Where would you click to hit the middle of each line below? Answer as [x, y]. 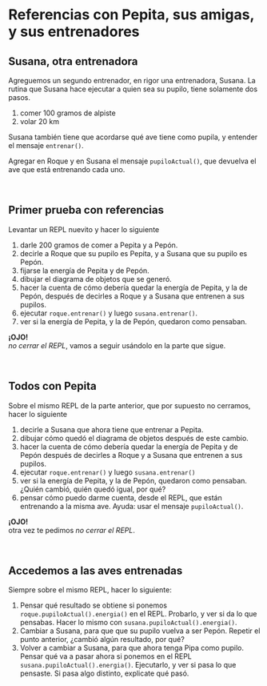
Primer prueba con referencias [86, 210]
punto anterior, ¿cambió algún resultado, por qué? [102, 640]
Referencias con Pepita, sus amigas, [131, 15]
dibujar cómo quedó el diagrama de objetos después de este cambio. [134, 438]
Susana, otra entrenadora [73, 61]
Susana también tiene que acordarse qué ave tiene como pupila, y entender [133, 137]
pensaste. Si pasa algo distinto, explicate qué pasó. [104, 673]
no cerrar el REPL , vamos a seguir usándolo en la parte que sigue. [117, 345]
